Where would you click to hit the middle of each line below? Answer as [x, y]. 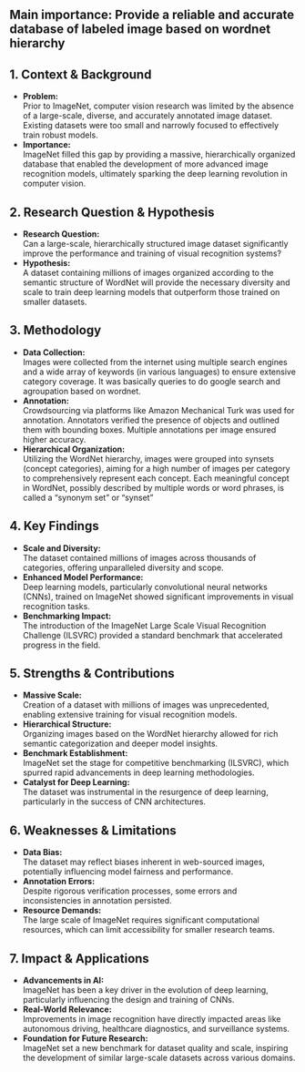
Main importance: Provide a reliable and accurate [152, 15]
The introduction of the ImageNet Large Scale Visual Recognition [144, 625]
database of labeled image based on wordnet [140, 30]
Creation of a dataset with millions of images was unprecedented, [146, 705]
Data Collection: [54, 352]
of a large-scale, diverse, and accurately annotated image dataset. [147, 116]
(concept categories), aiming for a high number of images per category [156, 468]
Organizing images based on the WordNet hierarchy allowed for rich [150, 734]
